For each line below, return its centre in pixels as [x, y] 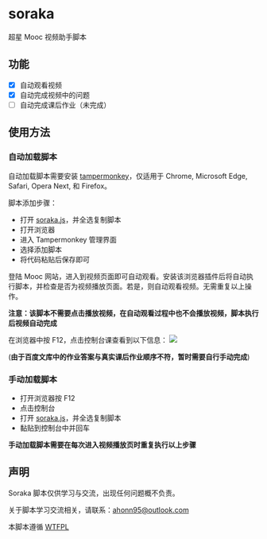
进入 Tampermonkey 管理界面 [68, 239]
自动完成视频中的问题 [54, 95]
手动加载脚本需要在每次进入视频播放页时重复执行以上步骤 [102, 444]
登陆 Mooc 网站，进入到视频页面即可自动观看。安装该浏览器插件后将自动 [128, 276]
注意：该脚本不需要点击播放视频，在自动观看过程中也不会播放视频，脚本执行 [133, 313]
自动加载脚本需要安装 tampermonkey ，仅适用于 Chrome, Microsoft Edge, [128, 176]
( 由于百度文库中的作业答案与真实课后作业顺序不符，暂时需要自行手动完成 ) [129, 357]
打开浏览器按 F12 [47, 397]
